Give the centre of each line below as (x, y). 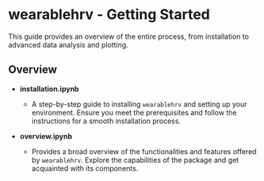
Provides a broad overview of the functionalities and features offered (144, 151)
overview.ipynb (46, 136)
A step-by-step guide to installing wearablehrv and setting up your (139, 104)
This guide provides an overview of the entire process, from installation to (129, 36)
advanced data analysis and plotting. (68, 44)
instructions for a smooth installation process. (106, 121)
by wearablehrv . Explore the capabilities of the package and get (135, 160)
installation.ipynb (49, 89)
